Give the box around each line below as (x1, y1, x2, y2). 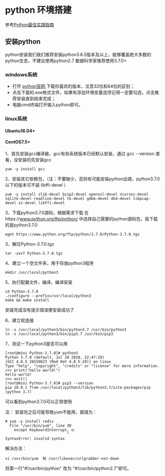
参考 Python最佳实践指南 (5, 22, 54, 28)
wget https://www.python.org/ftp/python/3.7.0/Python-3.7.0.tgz (5, 232, 140, 237)
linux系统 (5, 115, 28, 122)
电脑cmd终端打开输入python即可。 (12, 102, 83, 108)
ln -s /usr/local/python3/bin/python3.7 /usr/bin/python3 (5, 327, 127, 332)
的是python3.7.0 (5, 222, 38, 228)
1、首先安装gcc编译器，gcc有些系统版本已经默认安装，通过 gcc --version (5, 151, 155, 157)
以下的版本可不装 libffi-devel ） (5, 182, 68, 188)
